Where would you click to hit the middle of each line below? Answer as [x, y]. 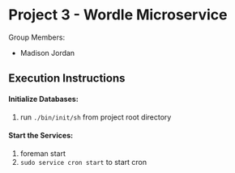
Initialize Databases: [43, 99]
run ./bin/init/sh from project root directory [96, 117]
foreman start [43, 153]
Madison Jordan [47, 53]
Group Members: [37, 37]
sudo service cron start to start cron [83, 162]
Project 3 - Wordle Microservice [118, 15]
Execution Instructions [67, 78]
